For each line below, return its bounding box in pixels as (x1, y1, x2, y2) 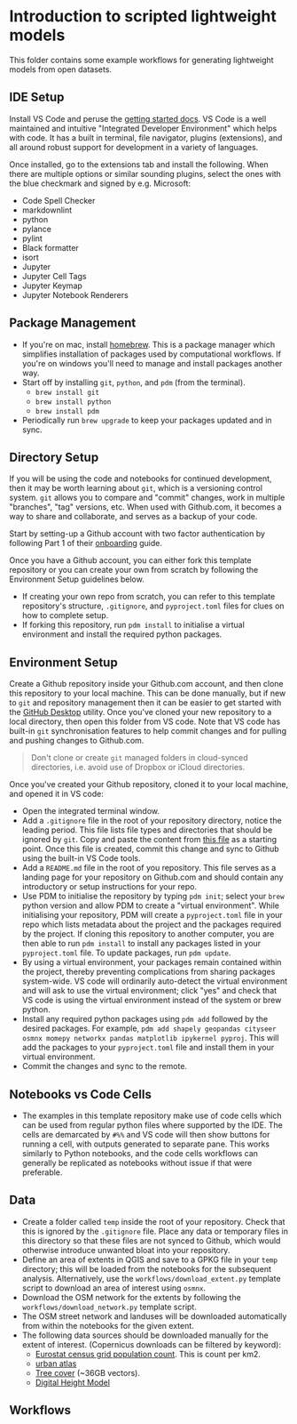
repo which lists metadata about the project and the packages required (21, 919, 282, 930)
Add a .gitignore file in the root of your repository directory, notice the (21, 816, 282, 826)
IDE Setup (9, 90, 65, 105)
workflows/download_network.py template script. (21, 1301, 197, 1312)
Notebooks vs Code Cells (9, 1087, 152, 1102)
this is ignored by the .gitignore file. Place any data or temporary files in (21, 1226, 289, 1236)
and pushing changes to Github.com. (9, 736, 145, 746)
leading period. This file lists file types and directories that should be (21, 825, 273, 835)
